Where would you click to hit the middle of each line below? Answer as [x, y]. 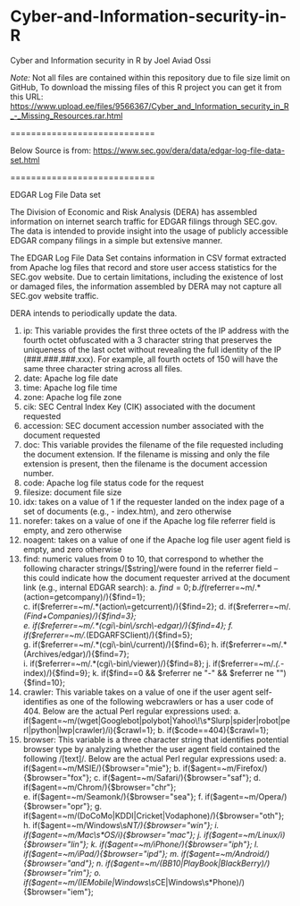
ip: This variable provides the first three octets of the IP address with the [156, 330]
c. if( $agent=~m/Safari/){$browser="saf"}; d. [177, 777]
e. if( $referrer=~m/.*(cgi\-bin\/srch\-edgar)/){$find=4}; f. [128, 625]
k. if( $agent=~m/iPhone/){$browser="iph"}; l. [175, 844]
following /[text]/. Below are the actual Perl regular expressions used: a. [154, 758]
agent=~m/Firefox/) [231, 768]
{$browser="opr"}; [58, 806]
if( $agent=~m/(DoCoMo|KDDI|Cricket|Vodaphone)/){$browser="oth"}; [154, 816]
